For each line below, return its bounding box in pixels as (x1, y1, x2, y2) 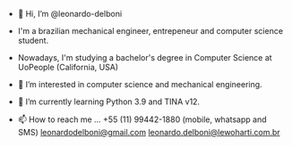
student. (17, 36, 49, 45)
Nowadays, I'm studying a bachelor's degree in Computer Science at (17, 53, 272, 62)
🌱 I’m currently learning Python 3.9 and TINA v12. (17, 96, 200, 107)
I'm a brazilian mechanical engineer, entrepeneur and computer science (17, 26, 284, 36)
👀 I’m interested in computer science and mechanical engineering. (17, 79, 262, 89)
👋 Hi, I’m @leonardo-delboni (17, 9, 123, 19)
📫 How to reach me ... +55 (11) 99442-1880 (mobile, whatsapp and (17, 114, 267, 125)
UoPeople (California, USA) (17, 62, 119, 72)
